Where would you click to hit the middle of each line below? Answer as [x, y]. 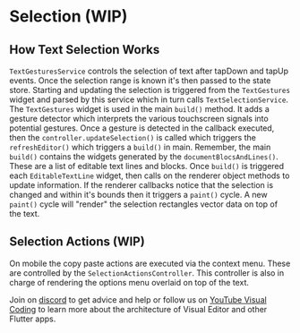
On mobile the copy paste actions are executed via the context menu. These [150, 263]
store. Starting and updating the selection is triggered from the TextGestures [150, 90]
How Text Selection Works [85, 50]
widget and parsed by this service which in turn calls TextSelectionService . [149, 99]
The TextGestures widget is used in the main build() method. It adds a [140, 109]
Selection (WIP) [69, 17]
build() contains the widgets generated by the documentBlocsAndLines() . [144, 157]
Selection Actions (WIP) [77, 242]
